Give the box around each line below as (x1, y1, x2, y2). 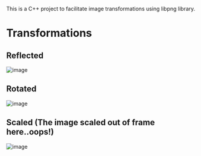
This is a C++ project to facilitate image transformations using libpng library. (6, 5, 196, 12)
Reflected (6, 50, 44, 60)
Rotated (6, 84, 37, 94)
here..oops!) (6, 127, 54, 137)
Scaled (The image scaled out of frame (6, 117, 155, 128)
